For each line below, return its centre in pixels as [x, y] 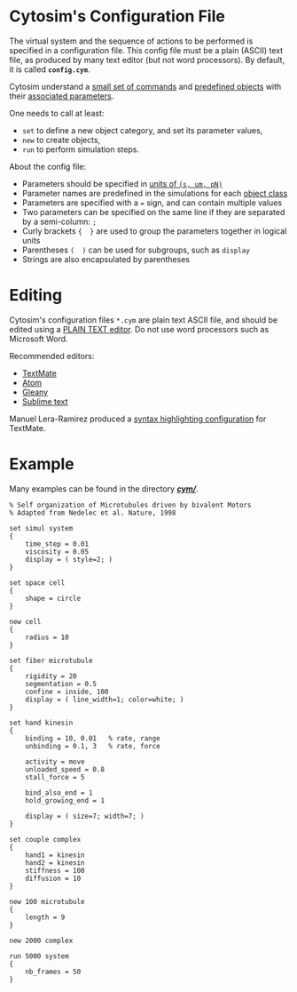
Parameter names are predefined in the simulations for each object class [155, 193]
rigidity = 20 [51, 676]
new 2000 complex [41, 940]
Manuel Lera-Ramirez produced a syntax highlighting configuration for [138, 419]
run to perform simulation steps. [81, 149]
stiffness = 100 [55, 870]
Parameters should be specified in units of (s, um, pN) [122, 183]
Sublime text [45, 401]
